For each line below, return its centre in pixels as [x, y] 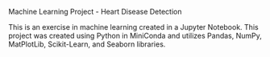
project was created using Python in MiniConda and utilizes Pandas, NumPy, [135, 36]
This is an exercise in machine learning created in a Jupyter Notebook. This [134, 27]
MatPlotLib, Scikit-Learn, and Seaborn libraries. [87, 44]
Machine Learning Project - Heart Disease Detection [95, 12]
